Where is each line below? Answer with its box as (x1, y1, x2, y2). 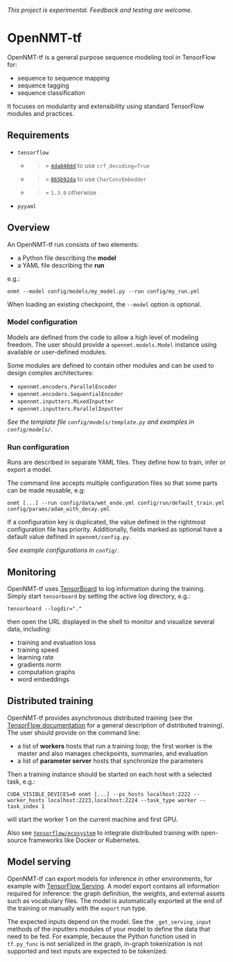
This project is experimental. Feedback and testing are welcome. (7, 6, 193, 14)
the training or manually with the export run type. (7, 904, 148, 912)
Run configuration (7, 442, 70, 452)
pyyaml (17, 203, 37, 210)
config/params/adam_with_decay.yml (7, 506, 110, 513)
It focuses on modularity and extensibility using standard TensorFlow (7, 102, 205, 110)
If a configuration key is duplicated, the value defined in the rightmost (7, 518, 206, 526)
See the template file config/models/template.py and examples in (7, 418, 194, 426)
